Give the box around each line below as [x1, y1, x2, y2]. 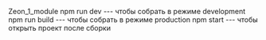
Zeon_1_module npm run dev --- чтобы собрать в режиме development [8, 7, 246, 16]
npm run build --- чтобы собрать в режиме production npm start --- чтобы [8, 15, 259, 24]
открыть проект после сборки [8, 24, 111, 32]
